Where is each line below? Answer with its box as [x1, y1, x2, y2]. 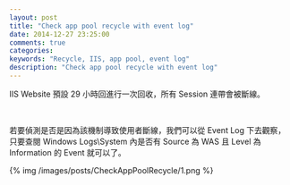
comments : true [9, 38, 66, 47]
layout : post [9, 13, 58, 22]
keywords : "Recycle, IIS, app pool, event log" [9, 55, 191, 63]
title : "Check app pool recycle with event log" [9, 21, 194, 30]
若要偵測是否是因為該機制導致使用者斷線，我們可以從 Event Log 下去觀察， [9, 124, 286, 135]
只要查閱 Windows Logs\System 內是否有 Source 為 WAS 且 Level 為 [9, 136, 261, 147]
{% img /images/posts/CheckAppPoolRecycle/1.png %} [9, 164, 214, 175]
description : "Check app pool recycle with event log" [9, 63, 218, 72]
